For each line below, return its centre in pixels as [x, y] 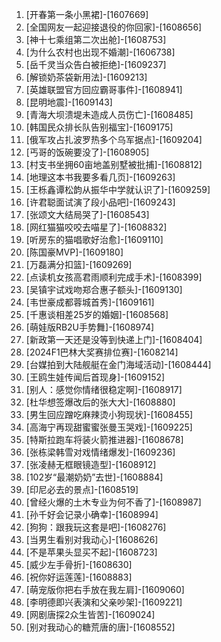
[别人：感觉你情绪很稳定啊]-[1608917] [104, 389]
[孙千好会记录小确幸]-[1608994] [92, 514]
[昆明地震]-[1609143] [69, 102]
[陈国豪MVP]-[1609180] [74, 252]
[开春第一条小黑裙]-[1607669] [87, 14]
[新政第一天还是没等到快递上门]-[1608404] [114, 339]
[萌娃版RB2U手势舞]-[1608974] [90, 327]
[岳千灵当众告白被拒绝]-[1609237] [96, 64]
